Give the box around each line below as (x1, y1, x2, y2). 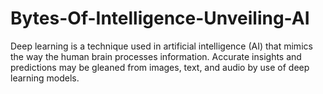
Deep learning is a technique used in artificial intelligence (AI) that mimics (10, 40, 313, 52)
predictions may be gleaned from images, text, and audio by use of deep (10, 61, 310, 73)
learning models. (10, 72, 80, 84)
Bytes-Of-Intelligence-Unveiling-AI (10, 7, 310, 30)
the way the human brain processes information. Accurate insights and (10, 50, 302, 62)
